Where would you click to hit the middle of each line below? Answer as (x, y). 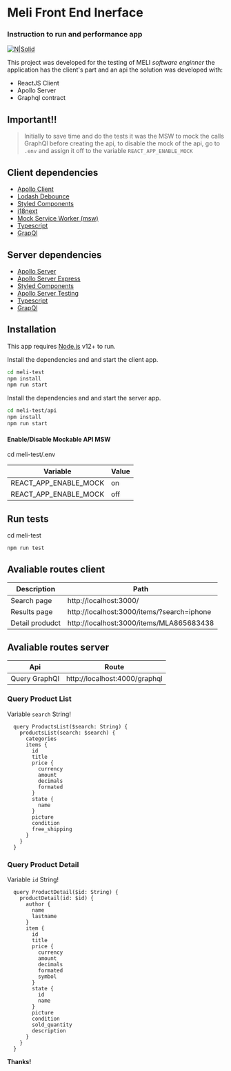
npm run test (26, 548)
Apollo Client (35, 189)
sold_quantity (52, 1025)
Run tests (28, 519)
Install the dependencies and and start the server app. (84, 398)
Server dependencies (54, 255)
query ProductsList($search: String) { (71, 726)
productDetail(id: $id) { (57, 898)
